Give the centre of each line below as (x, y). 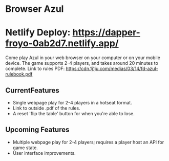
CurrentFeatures (33, 90)
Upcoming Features (37, 130)
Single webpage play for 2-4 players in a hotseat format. (72, 102)
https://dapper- (107, 33)
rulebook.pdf (19, 74)
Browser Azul (35, 9)
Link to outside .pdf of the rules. (46, 108)
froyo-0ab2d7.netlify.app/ (62, 43)
